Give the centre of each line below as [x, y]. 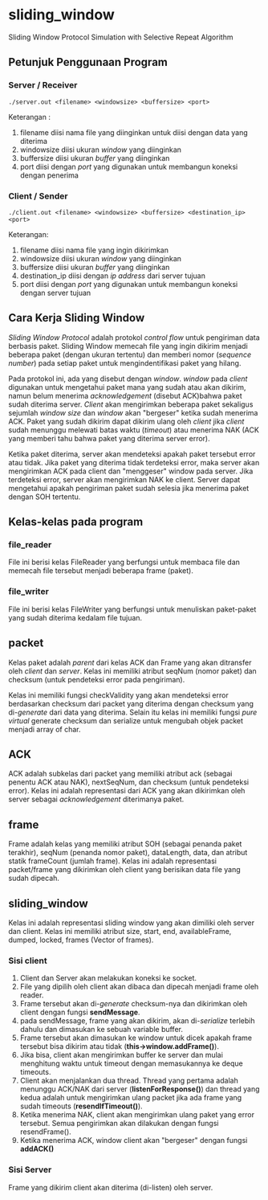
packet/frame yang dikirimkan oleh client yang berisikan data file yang [124, 870]
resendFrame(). [46, 1132]
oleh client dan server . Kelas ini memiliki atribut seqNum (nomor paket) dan [132, 671]
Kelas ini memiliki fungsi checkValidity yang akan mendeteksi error [118, 695]
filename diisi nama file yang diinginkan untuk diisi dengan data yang [134, 132]
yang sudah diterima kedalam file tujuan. [75, 617]
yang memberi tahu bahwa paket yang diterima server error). [109, 438]
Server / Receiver [43, 85]
